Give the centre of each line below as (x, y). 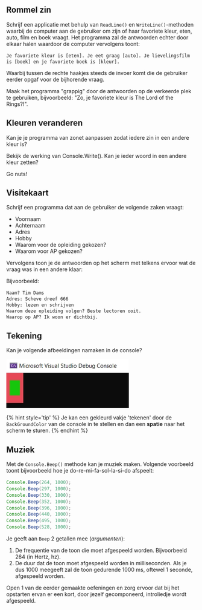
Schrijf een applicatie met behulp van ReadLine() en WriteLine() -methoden (100, 24)
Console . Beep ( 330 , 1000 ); (39, 495)
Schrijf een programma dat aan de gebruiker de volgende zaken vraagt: (95, 208)
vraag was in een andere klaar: (45, 269)
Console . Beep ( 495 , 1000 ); (39, 521)
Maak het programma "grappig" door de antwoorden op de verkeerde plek (99, 91)
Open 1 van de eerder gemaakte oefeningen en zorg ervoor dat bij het (93, 588)
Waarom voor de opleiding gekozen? (61, 245)
